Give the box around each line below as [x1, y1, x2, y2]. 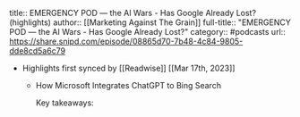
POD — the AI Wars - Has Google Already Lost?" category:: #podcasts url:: [9, 27, 287, 37]
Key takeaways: [35, 97, 94, 108]
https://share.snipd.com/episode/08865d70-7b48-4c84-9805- [9, 36, 244, 46]
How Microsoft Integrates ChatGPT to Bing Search [35, 80, 222, 90]
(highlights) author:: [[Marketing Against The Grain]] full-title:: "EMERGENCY [9, 17, 291, 28]
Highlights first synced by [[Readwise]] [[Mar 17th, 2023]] [21, 63, 236, 73]
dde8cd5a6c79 [9, 46, 65, 56]
